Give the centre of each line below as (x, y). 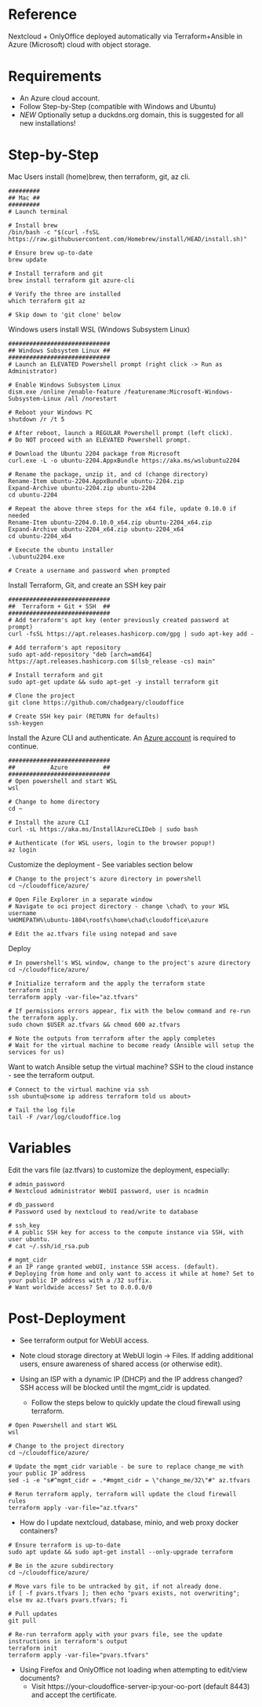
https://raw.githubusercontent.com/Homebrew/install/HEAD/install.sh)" (127, 239)
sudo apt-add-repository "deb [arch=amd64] (80, 654)
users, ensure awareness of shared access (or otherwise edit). (121, 1364)
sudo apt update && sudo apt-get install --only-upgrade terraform (121, 1552)
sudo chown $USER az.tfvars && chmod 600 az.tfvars (94, 1024)
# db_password (31, 1205)
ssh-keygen (26, 723)
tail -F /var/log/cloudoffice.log (65, 1117)
